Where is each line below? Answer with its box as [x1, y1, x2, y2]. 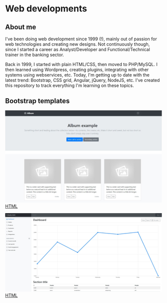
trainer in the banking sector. [5, 52, 64, 58]
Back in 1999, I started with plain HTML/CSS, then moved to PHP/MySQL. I [5, 62, 158, 67]
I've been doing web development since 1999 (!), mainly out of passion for [5, 36, 158, 42]
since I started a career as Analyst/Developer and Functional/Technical [5, 47, 150, 52]
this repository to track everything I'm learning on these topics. [5, 82, 134, 88]
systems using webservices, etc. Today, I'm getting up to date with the [5, 72, 150, 77]
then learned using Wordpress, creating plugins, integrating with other [5, 67, 149, 73]
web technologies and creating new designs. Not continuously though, [5, 41, 150, 47]
